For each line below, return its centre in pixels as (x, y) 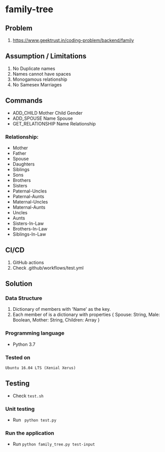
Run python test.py (35, 420)
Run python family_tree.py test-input (54, 444)
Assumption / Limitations (46, 56)
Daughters (24, 164)
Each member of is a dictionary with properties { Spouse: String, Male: (86, 315)
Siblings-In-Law (29, 234)
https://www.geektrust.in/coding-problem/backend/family (73, 40)
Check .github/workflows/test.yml (48, 268)
